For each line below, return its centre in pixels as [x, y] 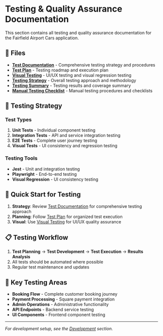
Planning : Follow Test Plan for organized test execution [67, 217]
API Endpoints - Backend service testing [53, 310]
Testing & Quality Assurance [64, 9]
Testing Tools [21, 158]
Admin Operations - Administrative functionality [60, 304]
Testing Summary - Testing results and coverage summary [71, 85]
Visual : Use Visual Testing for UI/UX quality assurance [66, 221]
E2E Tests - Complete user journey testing [55, 141]
